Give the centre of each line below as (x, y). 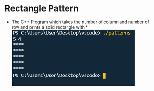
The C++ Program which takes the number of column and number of (80, 22)
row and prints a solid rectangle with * (50, 27)
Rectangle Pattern (42, 8)
